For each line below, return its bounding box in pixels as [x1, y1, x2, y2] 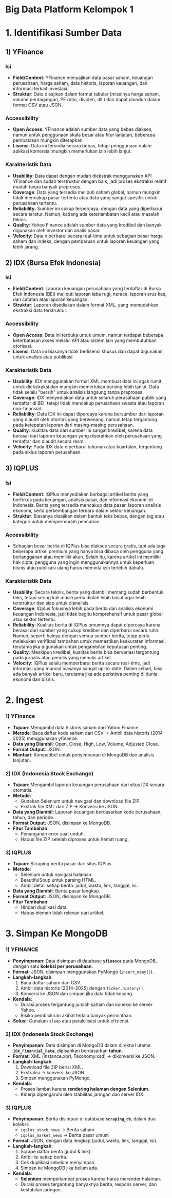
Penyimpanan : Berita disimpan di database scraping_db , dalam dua [12, 1116, 156, 1122]
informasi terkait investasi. [12, 86, 69, 92]
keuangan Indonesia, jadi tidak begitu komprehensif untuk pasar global [12, 611, 163, 617]
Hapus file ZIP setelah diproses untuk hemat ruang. [20, 836, 129, 842]
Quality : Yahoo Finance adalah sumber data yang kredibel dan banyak [12, 222, 162, 228]
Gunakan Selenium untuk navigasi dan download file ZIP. [20, 798, 141, 804]
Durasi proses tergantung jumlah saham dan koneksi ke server [20, 1001, 153, 1007]
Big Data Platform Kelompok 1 [5, 4, 133, 15]
